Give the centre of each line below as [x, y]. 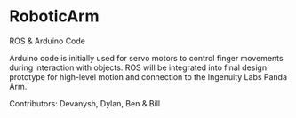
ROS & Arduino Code [48, 41]
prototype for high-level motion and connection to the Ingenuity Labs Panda [148, 76]
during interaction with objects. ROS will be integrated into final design [138, 67]
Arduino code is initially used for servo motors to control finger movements [146, 58]
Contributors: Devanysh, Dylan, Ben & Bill [85, 103]
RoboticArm [54, 16]
